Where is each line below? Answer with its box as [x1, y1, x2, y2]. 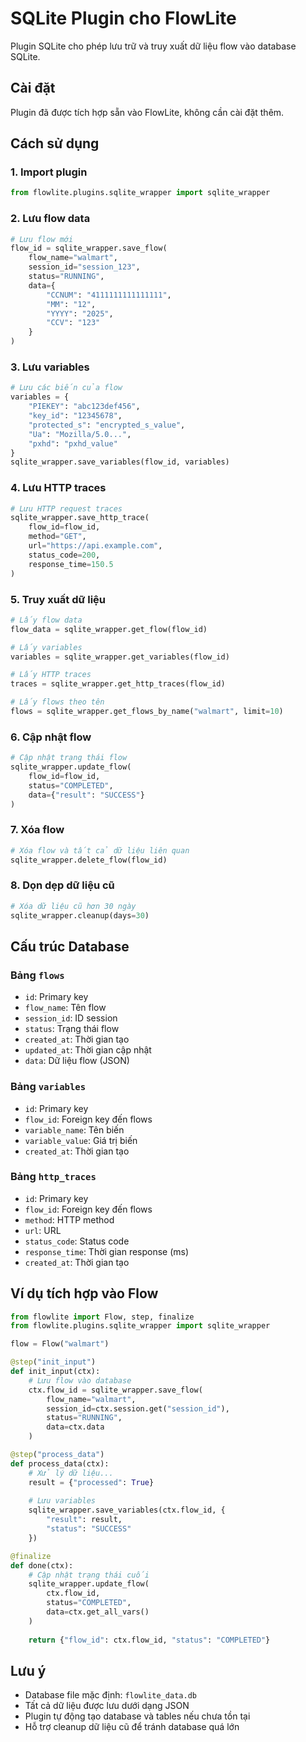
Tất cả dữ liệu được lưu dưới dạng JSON [24, 1700, 190, 1712]
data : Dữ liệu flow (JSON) [24, 1055, 130, 1067]
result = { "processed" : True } [28, 1477, 155, 1487]
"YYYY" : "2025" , [46, 308, 114, 319]
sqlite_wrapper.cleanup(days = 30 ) [10, 910, 150, 921]
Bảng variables [10, 1080, 87, 1094]
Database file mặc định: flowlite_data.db [24, 1689, 197, 1701]
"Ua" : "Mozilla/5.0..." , [28, 429, 132, 439]
